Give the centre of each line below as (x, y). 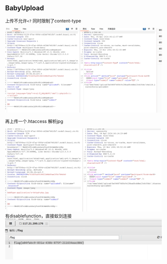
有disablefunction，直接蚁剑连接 (39, 216)
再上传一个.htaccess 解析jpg (34, 122)
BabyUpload (25, 8)
